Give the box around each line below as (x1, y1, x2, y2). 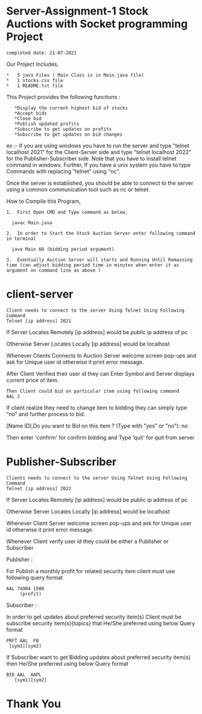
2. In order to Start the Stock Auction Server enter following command (6, 230, 196, 236)
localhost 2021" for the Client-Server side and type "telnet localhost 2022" (6, 148, 192, 155)
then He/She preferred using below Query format (6, 660, 128, 667)
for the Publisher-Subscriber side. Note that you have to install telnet (6, 155, 177, 162)
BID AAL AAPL (6, 672, 42, 678)
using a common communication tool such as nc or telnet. (6, 185, 151, 193)
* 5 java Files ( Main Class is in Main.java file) (6, 72, 145, 78)
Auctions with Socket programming (6, 17, 188, 31)
